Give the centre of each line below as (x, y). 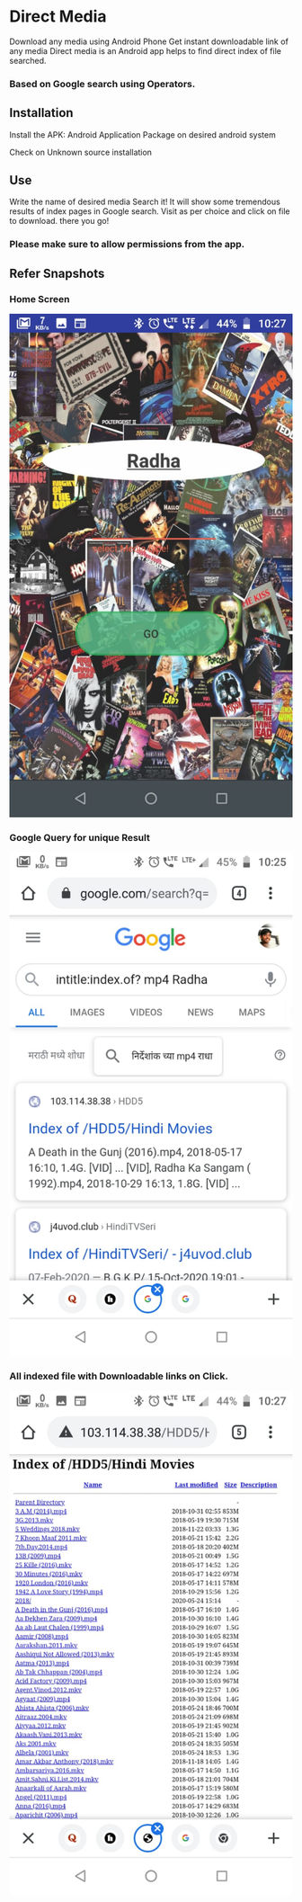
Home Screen (40, 299)
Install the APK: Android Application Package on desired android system (142, 134)
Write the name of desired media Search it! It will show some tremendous (145, 202)
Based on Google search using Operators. (102, 84)
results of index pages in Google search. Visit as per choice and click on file (150, 211)
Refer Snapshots (57, 273)
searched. (28, 60)
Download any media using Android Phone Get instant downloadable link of (149, 41)
